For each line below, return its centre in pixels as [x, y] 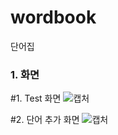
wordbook [53, 17]
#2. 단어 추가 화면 [45, 120]
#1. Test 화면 [36, 98]
